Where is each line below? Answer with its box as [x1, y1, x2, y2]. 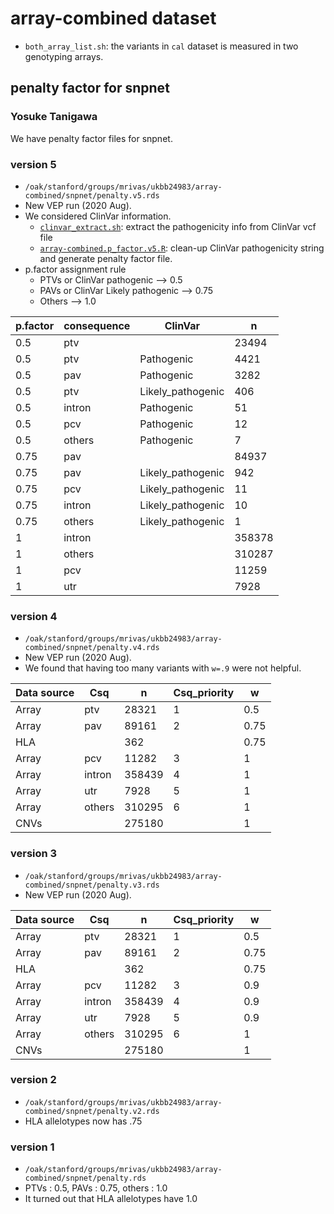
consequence [63, 318, 131, 332]
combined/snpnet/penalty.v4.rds [24, 643, 160, 653]
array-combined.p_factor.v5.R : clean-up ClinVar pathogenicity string [39, 242, 325, 254]
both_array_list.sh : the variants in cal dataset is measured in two [24, 40, 299, 52]
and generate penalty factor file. [39, 252, 173, 264]
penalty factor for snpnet [10, 80, 170, 97]
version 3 [10, 847, 58, 861]
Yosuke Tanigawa [10, 110, 98, 124]
